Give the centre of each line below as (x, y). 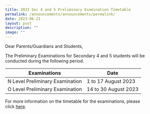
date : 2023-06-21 (23, 19)
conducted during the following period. (45, 61)
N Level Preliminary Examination (45, 81)
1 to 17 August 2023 (111, 81)
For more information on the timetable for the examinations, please (73, 101)
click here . (16, 106)
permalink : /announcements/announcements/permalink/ (60, 14)
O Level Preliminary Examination (45, 89)
